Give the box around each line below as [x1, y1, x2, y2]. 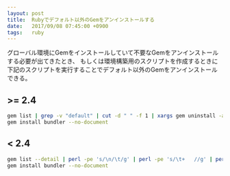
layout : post [7, 10, 44, 17]
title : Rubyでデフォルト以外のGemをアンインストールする [7, 16, 155, 23]
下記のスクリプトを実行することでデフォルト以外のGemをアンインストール [7, 65, 218, 74]
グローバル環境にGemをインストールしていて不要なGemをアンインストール [7, 48, 219, 57]
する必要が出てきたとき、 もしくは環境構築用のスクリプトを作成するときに [7, 57, 218, 65]
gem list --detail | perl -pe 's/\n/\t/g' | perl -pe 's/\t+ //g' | [7, 156, 213, 162]
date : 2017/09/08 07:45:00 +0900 [7, 23, 109, 29]
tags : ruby [7, 29, 44, 36]
